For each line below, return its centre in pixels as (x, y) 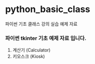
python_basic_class (48, 9)
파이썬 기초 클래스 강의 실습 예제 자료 (41, 24)
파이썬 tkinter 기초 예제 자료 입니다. (46, 38)
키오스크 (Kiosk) (29, 56)
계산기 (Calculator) (31, 50)
